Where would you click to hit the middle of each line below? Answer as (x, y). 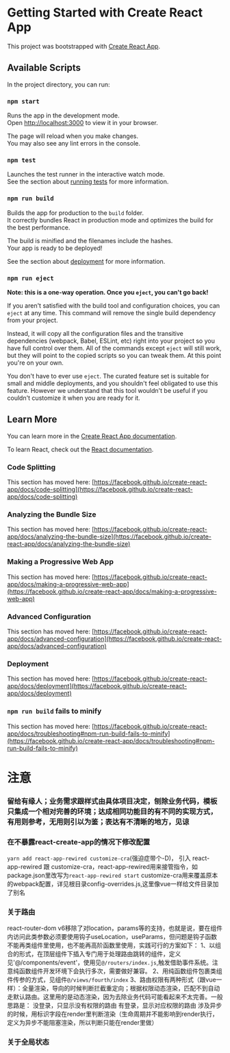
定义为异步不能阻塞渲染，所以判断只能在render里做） (82, 1023)
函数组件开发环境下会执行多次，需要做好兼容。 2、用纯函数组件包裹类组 (120, 971)
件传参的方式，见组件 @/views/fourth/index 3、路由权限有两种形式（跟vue (112, 980)
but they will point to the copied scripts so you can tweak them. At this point (114, 355)
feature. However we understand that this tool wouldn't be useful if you (107, 390)
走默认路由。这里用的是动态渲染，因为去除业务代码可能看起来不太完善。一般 (115, 997)
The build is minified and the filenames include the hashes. (90, 240)
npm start (23, 101)
